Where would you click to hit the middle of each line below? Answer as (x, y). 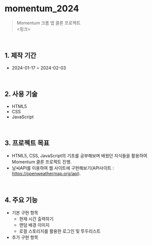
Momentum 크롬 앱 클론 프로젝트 (48, 23)
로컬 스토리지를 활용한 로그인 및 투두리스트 (60, 231)
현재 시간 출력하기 (36, 219)
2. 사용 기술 (21, 94)
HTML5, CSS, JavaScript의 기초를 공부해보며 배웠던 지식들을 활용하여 (79, 156)
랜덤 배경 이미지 (34, 225)
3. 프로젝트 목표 (27, 143)
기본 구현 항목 (25, 213)
